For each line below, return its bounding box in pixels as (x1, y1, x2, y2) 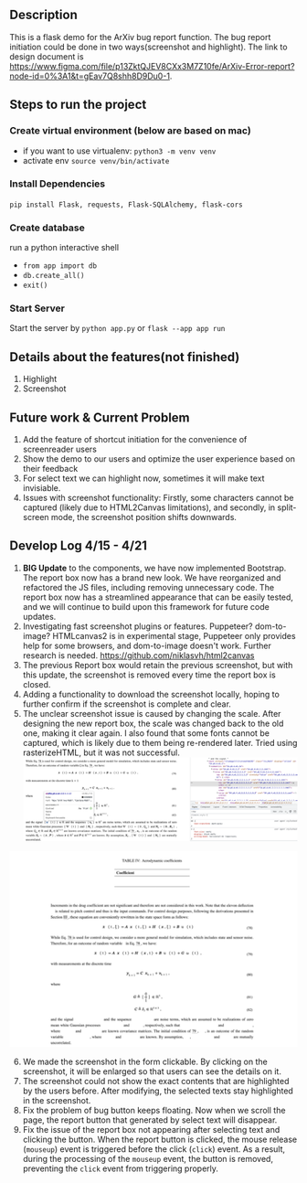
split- (277, 502, 297, 513)
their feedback (22, 464, 79, 474)
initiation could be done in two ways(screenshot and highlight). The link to (9, 41, 288, 52)
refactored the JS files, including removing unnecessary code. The (22, 581, 275, 592)
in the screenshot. (22, 1095, 91, 1106)
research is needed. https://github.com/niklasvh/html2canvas (22, 649, 255, 661)
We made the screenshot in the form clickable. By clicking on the (22, 1056, 268, 1068)
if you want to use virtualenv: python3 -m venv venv (22, 145, 217, 156)
